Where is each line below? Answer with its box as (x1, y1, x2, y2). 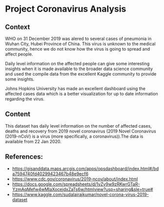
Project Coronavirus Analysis (5, 3, 126, 15)
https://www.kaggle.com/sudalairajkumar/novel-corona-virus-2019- (12, 191, 149, 197)
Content (5, 110, 31, 118)
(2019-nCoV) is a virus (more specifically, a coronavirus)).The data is (5, 133, 143, 139)
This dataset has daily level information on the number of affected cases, (5, 123, 152, 129)
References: (5, 152, 43, 161)
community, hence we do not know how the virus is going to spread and (5, 46, 150, 52)
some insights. (5, 76, 35, 82)
